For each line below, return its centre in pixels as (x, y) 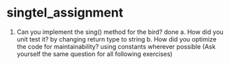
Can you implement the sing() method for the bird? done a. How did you (120, 32)
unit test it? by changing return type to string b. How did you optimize (117, 39)
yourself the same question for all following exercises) (94, 54)
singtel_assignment (65, 13)
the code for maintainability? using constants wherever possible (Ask (116, 46)
